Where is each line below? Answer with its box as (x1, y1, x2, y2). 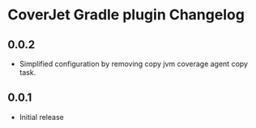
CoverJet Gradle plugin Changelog (7, 6, 245, 24)
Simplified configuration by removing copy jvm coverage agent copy (19, 59, 249, 68)
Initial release (19, 112, 64, 122)
